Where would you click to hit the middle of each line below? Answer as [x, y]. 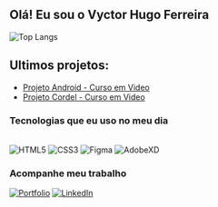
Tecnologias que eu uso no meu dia [89, 120]
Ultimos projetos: [59, 66]
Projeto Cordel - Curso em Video [84, 97]
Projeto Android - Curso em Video [86, 87]
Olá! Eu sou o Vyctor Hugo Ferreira [109, 15]
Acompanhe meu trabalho [68, 173]
